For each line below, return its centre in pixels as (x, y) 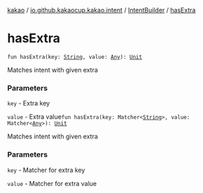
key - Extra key (29, 103)
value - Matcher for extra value (52, 183)
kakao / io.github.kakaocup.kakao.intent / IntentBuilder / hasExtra (101, 10)
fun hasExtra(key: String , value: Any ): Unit (75, 57)
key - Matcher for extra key (46, 170)
